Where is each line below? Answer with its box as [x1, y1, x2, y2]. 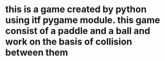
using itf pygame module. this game [5, 14, 160, 26]
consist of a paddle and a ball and [5, 25, 151, 37]
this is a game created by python [5, 4, 147, 15]
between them [5, 47, 68, 58]
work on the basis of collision [5, 36, 132, 48]
